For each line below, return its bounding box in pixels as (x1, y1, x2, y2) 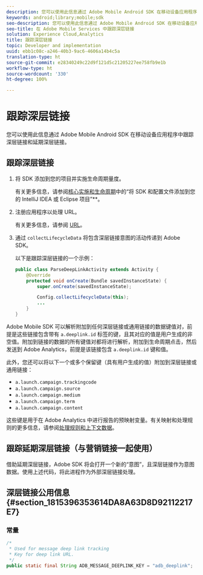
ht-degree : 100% (6, 76, 47, 82)
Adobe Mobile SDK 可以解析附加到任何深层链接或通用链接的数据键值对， (6, 323, 187, 330)
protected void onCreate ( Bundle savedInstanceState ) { (26, 278, 167, 284)
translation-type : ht (6, 54, 61, 60)
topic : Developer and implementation (6, 43, 101, 49)
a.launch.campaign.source (14, 386, 80, 392)
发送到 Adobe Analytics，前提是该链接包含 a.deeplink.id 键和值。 (6, 346, 172, 353)
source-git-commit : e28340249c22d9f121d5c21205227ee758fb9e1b (6, 59, 166, 65)
